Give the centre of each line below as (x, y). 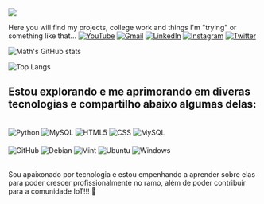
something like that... (43, 36)
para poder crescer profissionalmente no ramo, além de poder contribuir (127, 183)
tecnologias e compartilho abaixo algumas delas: (132, 104)
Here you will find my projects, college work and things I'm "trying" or (122, 27)
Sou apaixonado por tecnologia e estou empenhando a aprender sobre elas (132, 175)
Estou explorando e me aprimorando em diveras (129, 92)
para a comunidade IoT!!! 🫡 (52, 191)
